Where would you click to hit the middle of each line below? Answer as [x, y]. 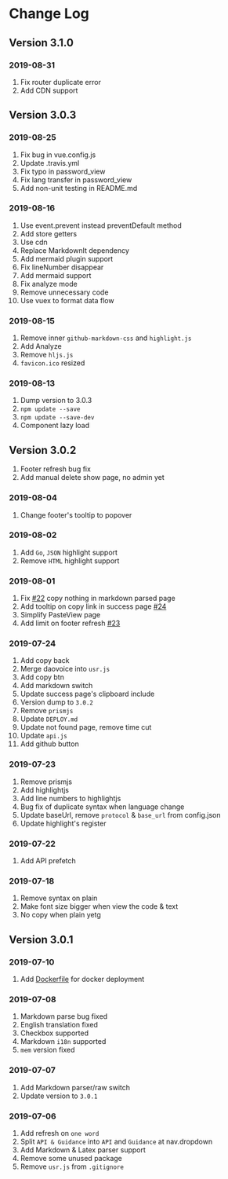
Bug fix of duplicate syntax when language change [102, 807]
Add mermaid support [56, 275]
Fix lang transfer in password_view [76, 179]
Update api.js [43, 736]
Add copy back [45, 661]
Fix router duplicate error [60, 82]
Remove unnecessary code [64, 292]
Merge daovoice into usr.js [65, 669]
